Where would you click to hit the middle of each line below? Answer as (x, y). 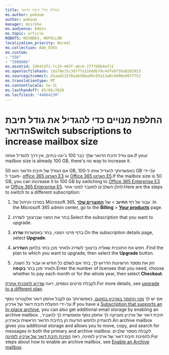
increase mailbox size (52, 141)
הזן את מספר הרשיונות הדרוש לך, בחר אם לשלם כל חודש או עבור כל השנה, (83, 263)
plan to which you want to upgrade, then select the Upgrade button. (83, 253)
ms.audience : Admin (26, 29)
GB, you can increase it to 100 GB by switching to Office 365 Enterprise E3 (83, 182)
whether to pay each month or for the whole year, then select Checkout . (88, 274)
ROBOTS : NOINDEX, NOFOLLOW (34, 39)
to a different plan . (24, 289)
